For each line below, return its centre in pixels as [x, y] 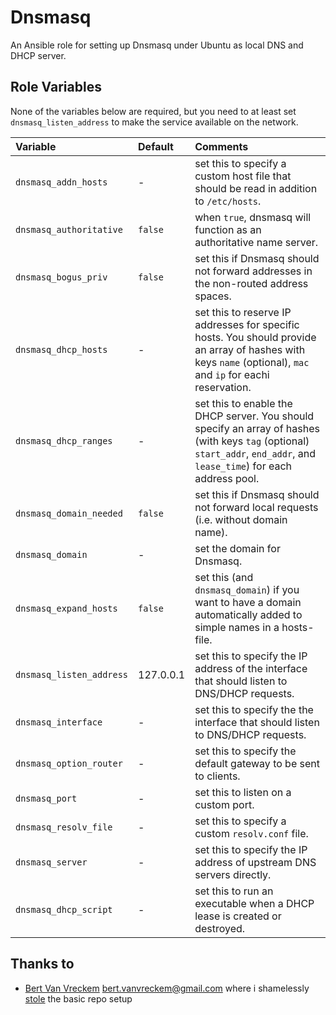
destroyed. [220, 928]
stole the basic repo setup [78, 998]
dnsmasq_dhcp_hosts [61, 349]
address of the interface [251, 668]
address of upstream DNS [255, 862]
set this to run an [234, 891]
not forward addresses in [253, 271]
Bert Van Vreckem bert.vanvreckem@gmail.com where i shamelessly [167, 988]
